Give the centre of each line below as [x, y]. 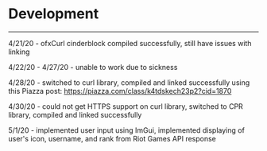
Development [54, 14]
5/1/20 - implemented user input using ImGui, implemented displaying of [126, 130]
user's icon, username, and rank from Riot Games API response [112, 138]
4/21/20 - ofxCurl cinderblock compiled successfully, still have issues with [130, 43]
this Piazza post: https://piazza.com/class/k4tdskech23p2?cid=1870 [120, 91]
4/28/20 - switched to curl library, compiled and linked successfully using [129, 82]
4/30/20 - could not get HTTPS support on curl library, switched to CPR [126, 106]
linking [19, 52]
